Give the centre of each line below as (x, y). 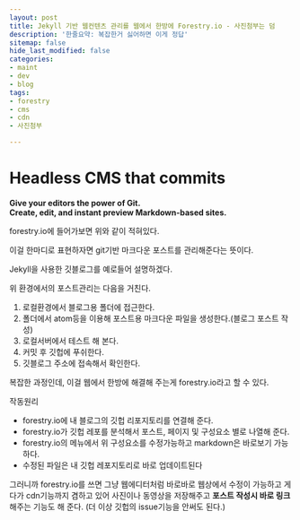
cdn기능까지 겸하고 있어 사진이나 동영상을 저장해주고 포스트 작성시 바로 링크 (158, 495)
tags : (19, 92)
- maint (24, 68)
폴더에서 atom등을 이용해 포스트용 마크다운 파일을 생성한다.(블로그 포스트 (150, 318)
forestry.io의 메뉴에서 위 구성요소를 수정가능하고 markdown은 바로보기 (147, 442)
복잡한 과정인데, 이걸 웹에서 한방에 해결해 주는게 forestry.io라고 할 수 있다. (139, 382)
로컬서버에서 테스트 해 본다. (71, 341)
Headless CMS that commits (118, 178)
